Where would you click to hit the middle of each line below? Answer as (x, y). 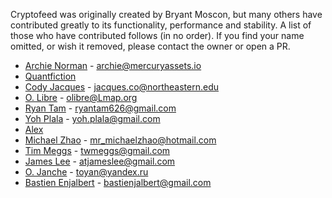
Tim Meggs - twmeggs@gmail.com (97, 150)
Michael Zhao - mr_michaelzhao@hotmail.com (120, 140)
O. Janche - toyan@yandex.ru (86, 172)
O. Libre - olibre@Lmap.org (81, 97)
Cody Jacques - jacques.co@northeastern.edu (122, 87)
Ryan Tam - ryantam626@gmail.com (100, 108)
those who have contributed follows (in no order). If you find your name (157, 35)
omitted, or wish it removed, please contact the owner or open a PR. (150, 46)
